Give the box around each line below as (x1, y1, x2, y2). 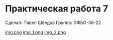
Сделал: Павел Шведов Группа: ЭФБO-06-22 (5, 19, 101, 25)
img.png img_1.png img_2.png (5, 29, 66, 35)
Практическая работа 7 (5, 3, 109, 14)
